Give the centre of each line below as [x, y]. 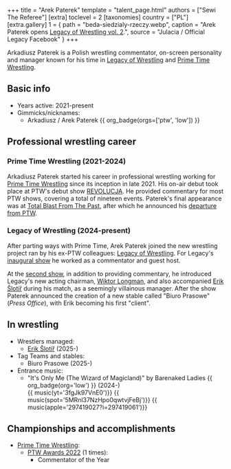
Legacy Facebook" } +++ [43, 39]
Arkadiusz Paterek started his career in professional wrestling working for [111, 176]
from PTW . [22, 213]
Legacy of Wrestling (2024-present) [69, 231]
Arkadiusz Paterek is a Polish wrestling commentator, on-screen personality [114, 52]
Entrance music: [40, 371]
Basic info [29, 89]
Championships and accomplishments [91, 429]
